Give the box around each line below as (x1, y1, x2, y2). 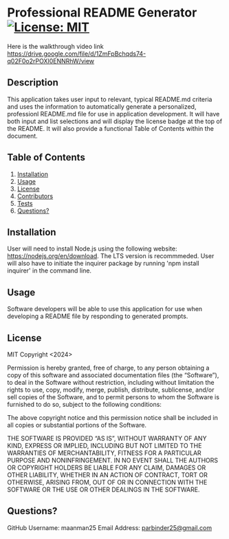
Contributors (17, 191, 54, 200)
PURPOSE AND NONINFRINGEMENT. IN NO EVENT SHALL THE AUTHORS (7, 456, 219, 464)
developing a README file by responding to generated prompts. (7, 312, 188, 321)
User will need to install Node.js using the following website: (7, 244, 177, 253)
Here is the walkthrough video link (7, 42, 105, 50)
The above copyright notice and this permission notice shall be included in (7, 414, 218, 421)
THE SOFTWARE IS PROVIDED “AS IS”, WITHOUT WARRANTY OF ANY (7, 434, 207, 442)
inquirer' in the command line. (7, 266, 91, 275)
